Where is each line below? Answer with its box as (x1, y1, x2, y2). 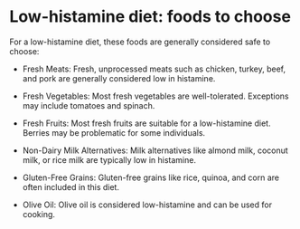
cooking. (22, 208, 56, 219)
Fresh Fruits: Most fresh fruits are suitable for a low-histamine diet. (22, 118, 271, 129)
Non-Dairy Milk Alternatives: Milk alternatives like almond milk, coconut (22, 145, 289, 156)
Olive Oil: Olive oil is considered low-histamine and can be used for (22, 199, 273, 210)
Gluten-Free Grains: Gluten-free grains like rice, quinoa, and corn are (22, 172, 280, 183)
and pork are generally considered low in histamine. (22, 72, 216, 83)
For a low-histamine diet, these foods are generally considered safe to (9, 36, 271, 47)
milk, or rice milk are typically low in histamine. (22, 154, 197, 165)
